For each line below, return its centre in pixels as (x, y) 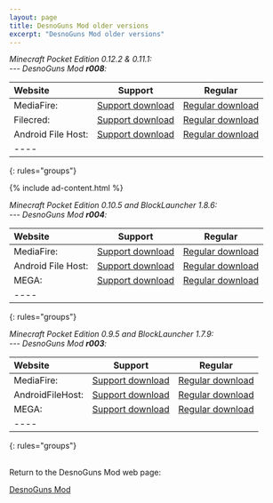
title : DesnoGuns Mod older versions (79, 26)
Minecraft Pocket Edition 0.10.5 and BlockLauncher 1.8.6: (113, 205)
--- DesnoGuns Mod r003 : (58, 344)
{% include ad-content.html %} (66, 188)
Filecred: (32, 120)
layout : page (33, 17)
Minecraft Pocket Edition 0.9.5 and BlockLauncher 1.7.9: (112, 334)
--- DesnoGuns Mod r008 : (58, 68)
